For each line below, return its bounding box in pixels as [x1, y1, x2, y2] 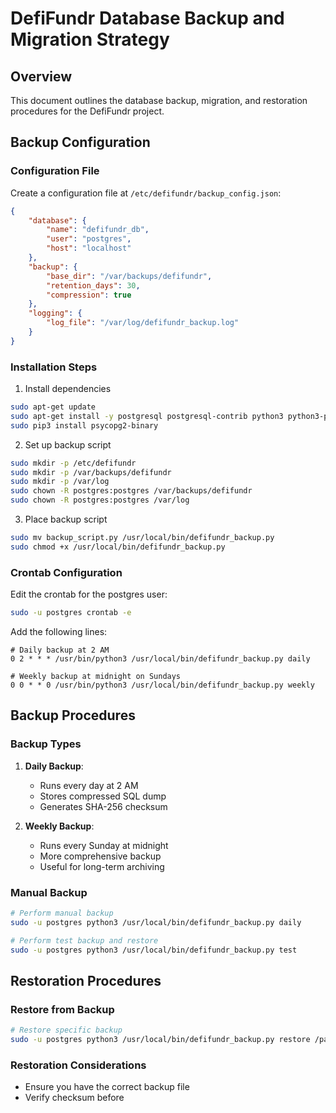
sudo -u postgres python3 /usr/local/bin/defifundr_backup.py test [10, 945, 298, 955]
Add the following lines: [10, 626, 108, 638]
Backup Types [10, 737, 82, 751]
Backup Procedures [10, 707, 136, 724]
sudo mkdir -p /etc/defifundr [10, 458, 137, 468]
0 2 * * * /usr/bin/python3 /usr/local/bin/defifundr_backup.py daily [10, 654, 311, 664]
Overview [10, 68, 73, 85]
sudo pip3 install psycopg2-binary [10, 420, 159, 431]
